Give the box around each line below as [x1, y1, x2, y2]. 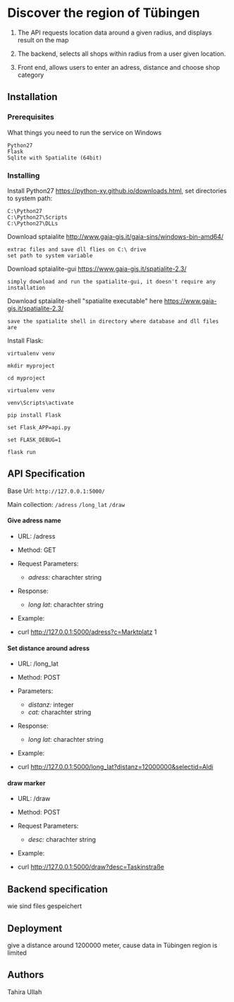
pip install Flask [7, 411, 61, 419]
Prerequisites [7, 112, 54, 122]
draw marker [7, 778, 46, 787]
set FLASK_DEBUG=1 [7, 436, 61, 444]
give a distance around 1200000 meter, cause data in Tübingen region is [7, 941, 218, 949]
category [17, 71, 44, 79]
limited [7, 948, 27, 957]
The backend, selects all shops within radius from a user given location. [17, 49, 226, 58]
